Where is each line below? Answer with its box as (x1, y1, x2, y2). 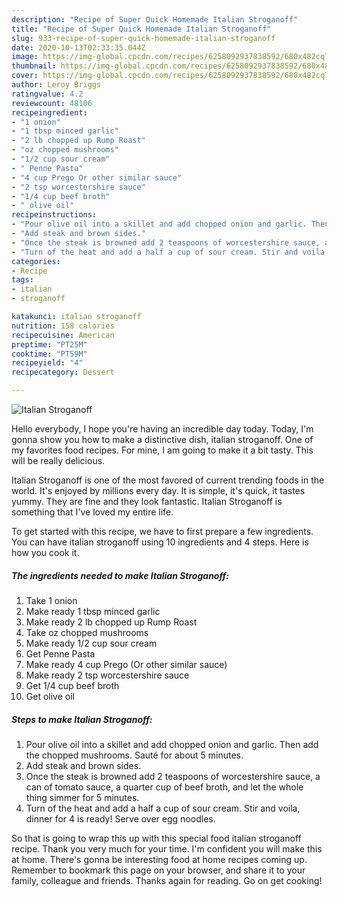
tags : (11, 275, 34, 285)
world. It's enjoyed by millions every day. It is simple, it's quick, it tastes (11, 485, 306, 496)
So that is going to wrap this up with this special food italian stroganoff (11, 832, 302, 844)
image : (11, 52, 39, 62)
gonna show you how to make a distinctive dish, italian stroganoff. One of (11, 434, 314, 445)
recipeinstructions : (11, 210, 98, 220)
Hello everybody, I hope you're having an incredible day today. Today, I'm (11, 423, 314, 435)
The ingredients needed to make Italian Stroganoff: (11, 569, 230, 581)
